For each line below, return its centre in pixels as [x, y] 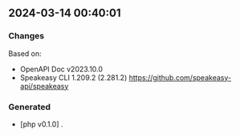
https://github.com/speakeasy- [180, 77]
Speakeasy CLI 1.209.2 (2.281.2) [73, 77]
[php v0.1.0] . [41, 124]
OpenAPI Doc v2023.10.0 [61, 69]
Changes [26, 36]
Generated [29, 107]
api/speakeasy [44, 86]
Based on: [25, 53]
